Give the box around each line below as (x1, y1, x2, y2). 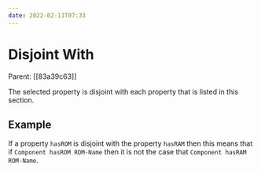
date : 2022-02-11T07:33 (8, 11, 86, 20)
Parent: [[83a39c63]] (8, 72, 77, 81)
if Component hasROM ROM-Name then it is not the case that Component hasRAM (8, 147, 247, 157)
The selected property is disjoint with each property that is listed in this (8, 87, 238, 96)
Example (8, 117, 52, 131)
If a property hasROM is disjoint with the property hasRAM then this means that (8, 139, 253, 148)
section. (8, 95, 35, 105)
